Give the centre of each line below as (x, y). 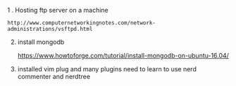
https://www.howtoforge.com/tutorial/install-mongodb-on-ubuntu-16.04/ (123, 56)
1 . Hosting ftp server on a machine (58, 10)
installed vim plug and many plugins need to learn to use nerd (107, 69)
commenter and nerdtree (54, 77)
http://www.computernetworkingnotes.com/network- (82, 23)
